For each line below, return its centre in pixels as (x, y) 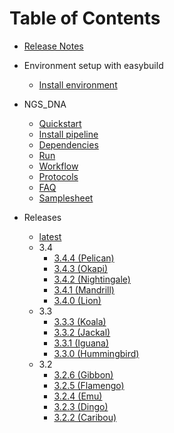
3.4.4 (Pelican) (84, 258)
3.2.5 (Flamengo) (89, 385)
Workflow (58, 166)
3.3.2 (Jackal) (82, 332)
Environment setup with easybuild (93, 65)
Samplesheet (66, 198)
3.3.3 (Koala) (80, 321)
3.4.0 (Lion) (77, 300)
